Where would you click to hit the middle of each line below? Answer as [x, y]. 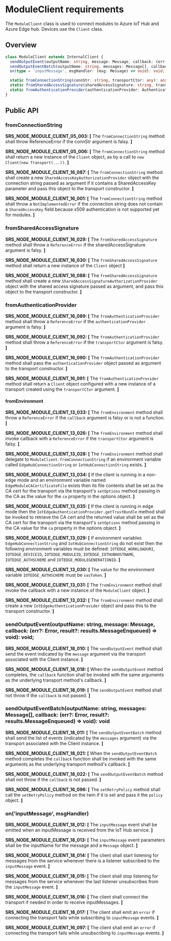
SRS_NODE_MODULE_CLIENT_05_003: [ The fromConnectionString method [85, 136]
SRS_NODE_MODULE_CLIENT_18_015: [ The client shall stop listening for [82, 876]
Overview [21, 45]
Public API [22, 111]
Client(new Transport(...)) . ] [37, 163]
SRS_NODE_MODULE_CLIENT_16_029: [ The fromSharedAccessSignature [81, 239]
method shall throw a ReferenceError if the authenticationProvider [76, 322]
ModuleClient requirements [65, 9]
